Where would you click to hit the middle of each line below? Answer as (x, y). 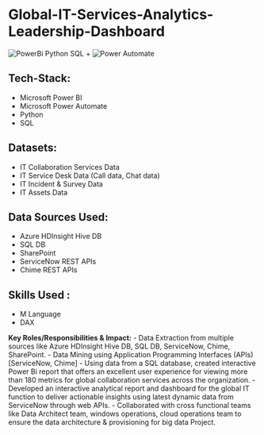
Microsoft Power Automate (63, 106)
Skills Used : (39, 295)
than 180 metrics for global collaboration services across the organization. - (132, 380)
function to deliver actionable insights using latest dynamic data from (121, 397)
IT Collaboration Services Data (70, 167)
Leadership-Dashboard (86, 31)
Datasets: (33, 148)
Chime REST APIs (48, 270)
